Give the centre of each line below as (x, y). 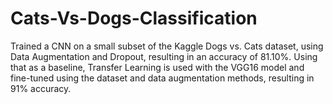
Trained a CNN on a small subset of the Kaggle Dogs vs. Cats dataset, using (167, 46)
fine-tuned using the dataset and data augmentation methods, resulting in (162, 78)
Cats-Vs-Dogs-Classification (134, 18)
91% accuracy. (41, 88)
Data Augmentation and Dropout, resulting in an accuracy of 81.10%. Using (164, 56)
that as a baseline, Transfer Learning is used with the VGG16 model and (157, 67)
